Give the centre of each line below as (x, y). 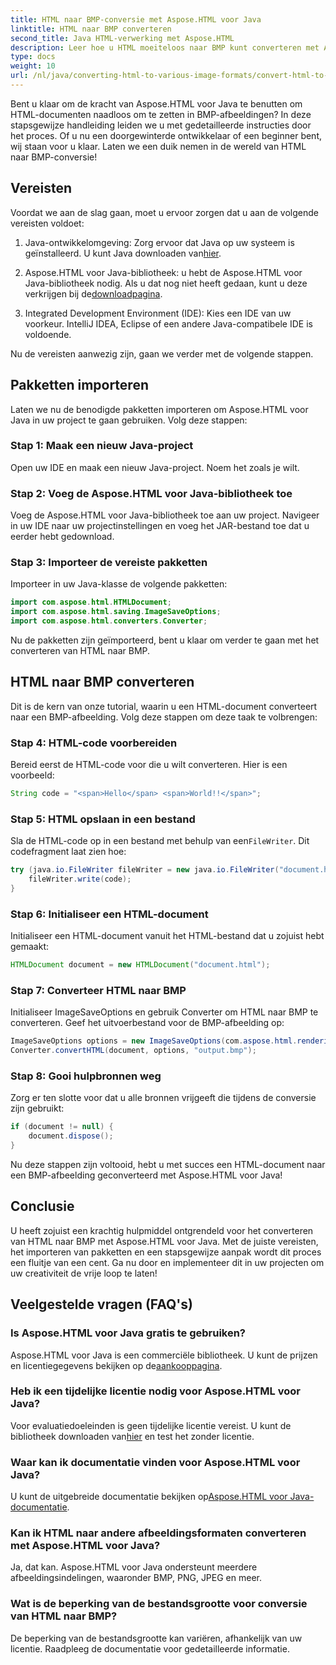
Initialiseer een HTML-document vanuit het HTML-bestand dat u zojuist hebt (167, 936)
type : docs (33, 57)
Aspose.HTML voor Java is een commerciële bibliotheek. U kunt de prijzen (164, 1355)
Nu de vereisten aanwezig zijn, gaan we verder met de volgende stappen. (162, 353)
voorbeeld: (32, 775)
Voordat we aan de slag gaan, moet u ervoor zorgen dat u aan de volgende (164, 212)
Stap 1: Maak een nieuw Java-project (102, 446)
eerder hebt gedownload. (62, 537)
